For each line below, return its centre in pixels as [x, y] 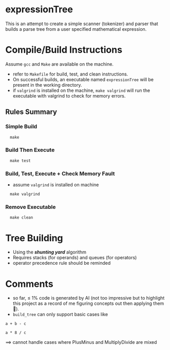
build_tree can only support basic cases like [60, 315]
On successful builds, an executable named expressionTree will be [83, 79]
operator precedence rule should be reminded [62, 263]
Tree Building [34, 238]
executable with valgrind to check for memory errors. [69, 95]
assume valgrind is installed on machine [56, 185]
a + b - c [16, 324]
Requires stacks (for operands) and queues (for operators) [75, 258]
